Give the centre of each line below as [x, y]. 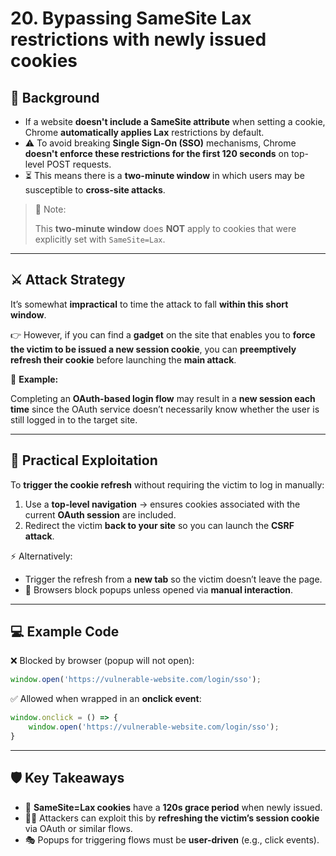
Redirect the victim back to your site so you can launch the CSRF [159, 525]
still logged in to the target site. [74, 419]
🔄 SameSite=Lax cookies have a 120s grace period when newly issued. [173, 807]
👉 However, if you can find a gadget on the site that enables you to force [163, 334]
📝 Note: [50, 209]
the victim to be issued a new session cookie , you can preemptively [153, 349]
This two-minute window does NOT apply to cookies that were [165, 228]
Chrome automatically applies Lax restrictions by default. [144, 132]
